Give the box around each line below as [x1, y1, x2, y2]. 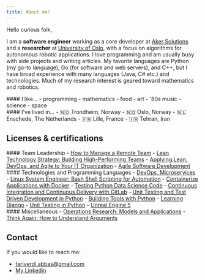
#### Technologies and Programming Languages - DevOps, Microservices [6, 169, 196, 176]
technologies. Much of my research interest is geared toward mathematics [6, 77, 194, 84]
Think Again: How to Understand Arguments [6, 214, 118, 222]
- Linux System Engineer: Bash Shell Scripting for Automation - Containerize [6, 175, 199, 183]
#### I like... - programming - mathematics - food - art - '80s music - [6, 95, 182, 102]
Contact [6, 232, 38, 243]
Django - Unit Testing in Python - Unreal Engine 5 [6, 202, 131, 209]
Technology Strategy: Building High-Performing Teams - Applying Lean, [6, 156, 188, 163]
